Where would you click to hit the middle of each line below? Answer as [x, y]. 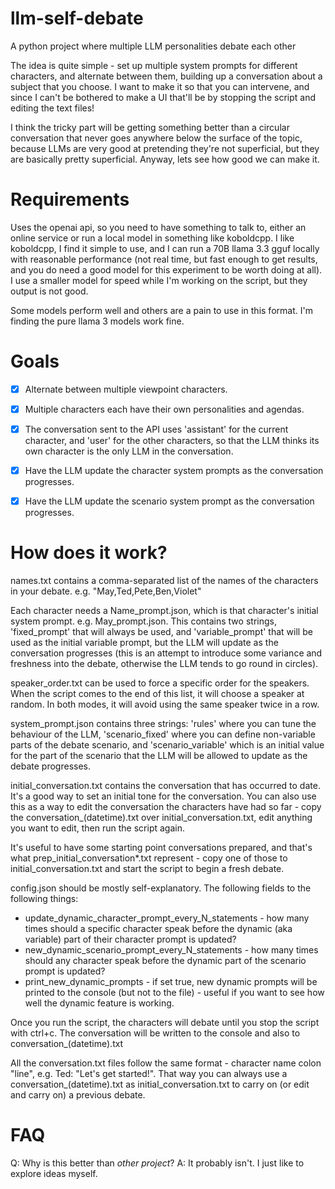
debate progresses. [51, 766]
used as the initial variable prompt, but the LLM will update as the [144, 643]
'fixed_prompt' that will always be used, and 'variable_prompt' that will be [161, 632]
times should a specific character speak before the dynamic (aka [158, 929]
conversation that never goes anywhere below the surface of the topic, [156, 138]
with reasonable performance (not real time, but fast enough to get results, [164, 259]
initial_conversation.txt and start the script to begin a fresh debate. [147, 869]
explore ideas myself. [54, 1173]
